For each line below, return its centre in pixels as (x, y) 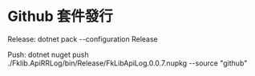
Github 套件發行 (61, 16)
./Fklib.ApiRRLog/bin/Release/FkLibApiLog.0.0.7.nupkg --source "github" (127, 63)
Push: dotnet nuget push (48, 54)
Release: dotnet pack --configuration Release (83, 39)
